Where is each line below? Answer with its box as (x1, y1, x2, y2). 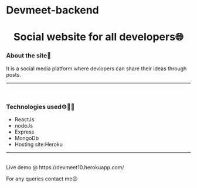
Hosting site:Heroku (14, 141, 63, 148)
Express (14, 128, 35, 135)
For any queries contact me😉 (6, 175, 78, 182)
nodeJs (14, 122, 33, 129)
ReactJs (14, 115, 35, 123)
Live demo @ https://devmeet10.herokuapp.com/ (6, 163, 124, 170)
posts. (6, 71, 22, 78)
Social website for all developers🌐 (13, 30, 184, 44)
